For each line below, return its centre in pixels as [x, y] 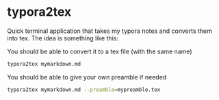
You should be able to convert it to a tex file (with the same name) [100, 51]
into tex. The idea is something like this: [63, 38]
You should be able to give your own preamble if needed [87, 77]
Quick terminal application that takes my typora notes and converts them [109, 31]
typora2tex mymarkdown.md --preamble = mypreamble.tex [84, 90]
